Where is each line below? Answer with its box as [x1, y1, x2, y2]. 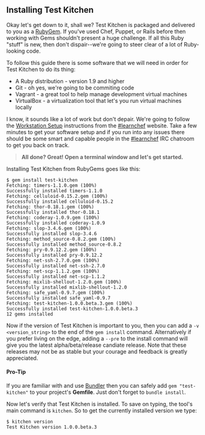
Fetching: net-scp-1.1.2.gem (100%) [6, 268, 100, 274]
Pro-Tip [6, 368, 26, 376]
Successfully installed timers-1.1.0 [6, 187, 103, 194]
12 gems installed [6, 311, 53, 317]
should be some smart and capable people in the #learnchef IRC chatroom [6, 135, 195, 142]
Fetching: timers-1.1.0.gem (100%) [6, 182, 97, 189]
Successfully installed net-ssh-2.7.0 [6, 263, 105, 269]
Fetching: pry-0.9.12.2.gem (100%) [6, 246, 97, 253]
